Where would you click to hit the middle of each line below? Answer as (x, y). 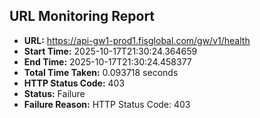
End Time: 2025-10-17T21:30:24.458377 (107, 61)
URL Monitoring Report (82, 16)
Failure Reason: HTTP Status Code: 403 (107, 104)
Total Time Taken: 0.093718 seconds (101, 72)
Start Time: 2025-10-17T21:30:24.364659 (110, 51)
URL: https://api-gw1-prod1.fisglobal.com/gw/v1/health (137, 40)
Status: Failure (54, 93)
